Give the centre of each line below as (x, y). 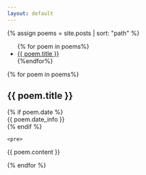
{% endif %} (25, 127)
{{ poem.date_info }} (36, 119)
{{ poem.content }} (34, 152)
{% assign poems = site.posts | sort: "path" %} (73, 33)
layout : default (30, 13)
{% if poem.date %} (35, 112)
